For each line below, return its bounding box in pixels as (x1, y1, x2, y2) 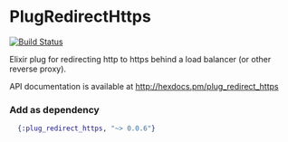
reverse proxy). (9, 63, 66, 74)
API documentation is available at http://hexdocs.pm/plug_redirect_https (9, 80, 279, 91)
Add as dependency (9, 103, 100, 116)
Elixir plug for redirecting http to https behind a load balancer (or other (9, 53, 272, 64)
